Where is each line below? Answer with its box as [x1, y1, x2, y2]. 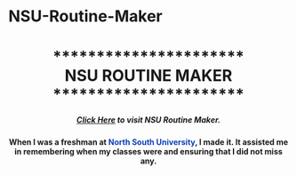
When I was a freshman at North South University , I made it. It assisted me [8, 137, 289, 147]
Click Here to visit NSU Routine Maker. [76, 114, 221, 125]
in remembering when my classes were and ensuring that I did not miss [13, 147, 284, 157]
